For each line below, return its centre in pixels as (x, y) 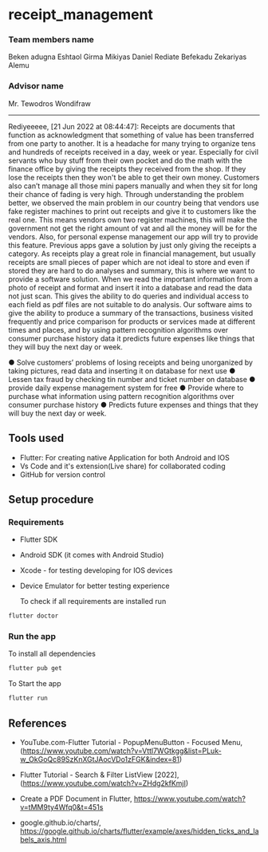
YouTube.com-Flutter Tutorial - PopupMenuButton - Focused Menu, (131, 743)
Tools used (36, 438)
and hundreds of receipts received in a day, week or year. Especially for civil (134, 152)
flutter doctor (33, 616)
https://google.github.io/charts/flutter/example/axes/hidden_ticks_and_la (139, 831)
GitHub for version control (63, 474)
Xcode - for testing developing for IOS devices (96, 570)
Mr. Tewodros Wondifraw (50, 103)
